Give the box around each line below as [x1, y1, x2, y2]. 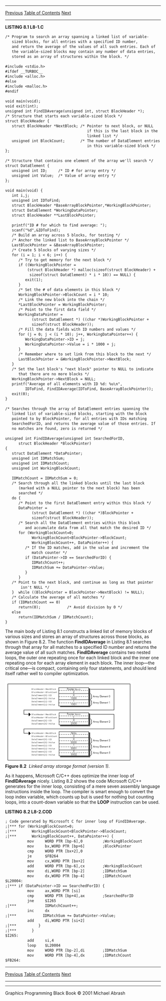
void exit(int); [5, 104, 39, 109]
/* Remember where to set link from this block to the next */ [18, 352, 152, 357]
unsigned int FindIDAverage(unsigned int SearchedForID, [5, 436, 125, 441]
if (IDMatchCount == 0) [11, 600, 61, 605]
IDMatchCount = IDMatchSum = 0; [11, 476, 79, 481]
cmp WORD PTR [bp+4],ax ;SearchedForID [27, 893, 134, 898]
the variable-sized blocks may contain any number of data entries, [11, 49, 156, 54]
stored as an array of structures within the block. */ [11, 54, 129, 59]
